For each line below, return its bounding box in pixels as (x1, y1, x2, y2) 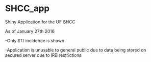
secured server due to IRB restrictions (5, 52, 82, 58)
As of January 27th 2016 (5, 28, 55, 34)
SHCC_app (5, 3, 50, 14)
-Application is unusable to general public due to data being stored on (5, 47, 146, 53)
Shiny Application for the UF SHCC (5, 19, 75, 25)
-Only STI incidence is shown (5, 37, 65, 44)
